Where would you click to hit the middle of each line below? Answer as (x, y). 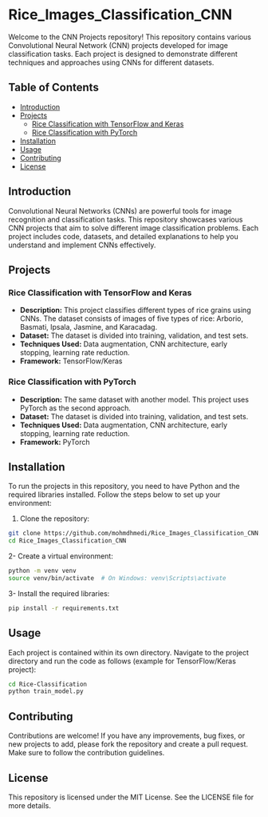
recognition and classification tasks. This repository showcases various (126, 219)
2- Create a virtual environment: (61, 556)
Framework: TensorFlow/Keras (71, 361)
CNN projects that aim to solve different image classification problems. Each (134, 228)
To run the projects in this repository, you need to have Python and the (124, 487)
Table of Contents (54, 88)
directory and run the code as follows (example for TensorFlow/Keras (122, 661)
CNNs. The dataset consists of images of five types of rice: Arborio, (131, 318)
